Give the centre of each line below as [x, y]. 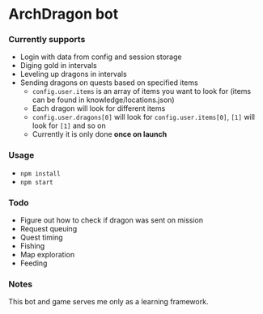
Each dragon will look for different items [99, 108]
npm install [40, 174]
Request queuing [49, 229]
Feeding [34, 263]
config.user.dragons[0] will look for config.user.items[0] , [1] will [144, 117]
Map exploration [47, 255]
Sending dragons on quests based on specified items [109, 83]
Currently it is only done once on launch [100, 134]
